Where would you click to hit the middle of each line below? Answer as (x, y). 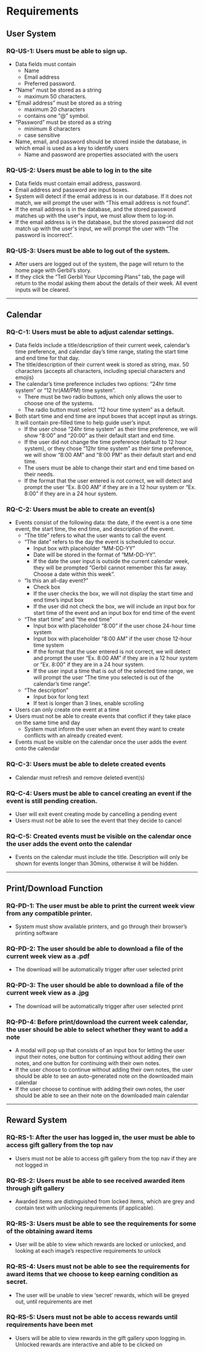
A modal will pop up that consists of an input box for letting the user (100, 1050)
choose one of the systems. (59, 403)
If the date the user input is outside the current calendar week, (111, 561)
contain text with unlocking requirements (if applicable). (85, 1208)
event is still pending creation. (52, 801)
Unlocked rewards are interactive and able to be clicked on (89, 1344)
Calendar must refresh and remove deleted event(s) (80, 777)
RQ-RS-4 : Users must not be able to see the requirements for (98, 1267)
